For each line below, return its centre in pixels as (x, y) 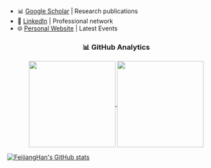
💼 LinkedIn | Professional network (65, 21)
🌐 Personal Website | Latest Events (67, 28)
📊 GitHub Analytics (116, 47)
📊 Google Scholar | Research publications (77, 11)
